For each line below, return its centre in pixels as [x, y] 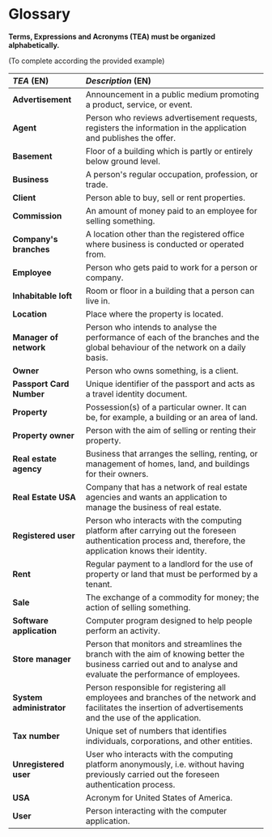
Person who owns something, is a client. [162, 371]
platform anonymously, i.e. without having [165, 764]
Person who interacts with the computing [164, 520]
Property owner [44, 435]
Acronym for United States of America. [159, 797]
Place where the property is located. [155, 314]
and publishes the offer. [131, 138]
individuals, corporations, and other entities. [169, 741]
